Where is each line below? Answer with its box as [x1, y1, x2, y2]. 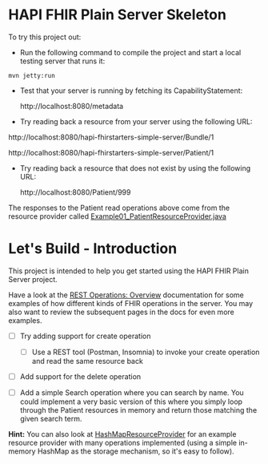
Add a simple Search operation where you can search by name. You [19, 388, 244, 397]
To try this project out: [8, 32, 82, 42]
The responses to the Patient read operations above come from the [8, 203, 230, 212]
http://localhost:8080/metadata [19, 101, 124, 111]
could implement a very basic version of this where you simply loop [19, 397, 242, 406]
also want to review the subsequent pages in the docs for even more [8, 307, 234, 317]
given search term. [19, 414, 82, 424]
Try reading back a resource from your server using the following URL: [19, 116, 253, 126]
